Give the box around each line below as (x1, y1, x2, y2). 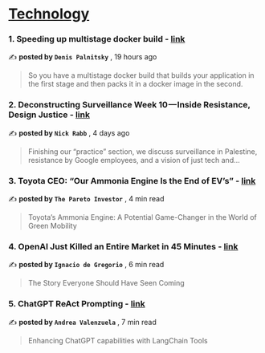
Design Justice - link (8, 109, 91, 120)
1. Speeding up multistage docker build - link (8, 34, 185, 45)
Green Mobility (27, 221, 78, 231)
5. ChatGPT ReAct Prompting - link (8, 298, 146, 310)
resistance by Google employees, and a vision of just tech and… (27, 155, 241, 164)
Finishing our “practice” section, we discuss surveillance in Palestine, (27, 146, 258, 156)
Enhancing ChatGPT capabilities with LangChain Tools (27, 335, 208, 345)
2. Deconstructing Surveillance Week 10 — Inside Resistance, (8, 99, 251, 111)
